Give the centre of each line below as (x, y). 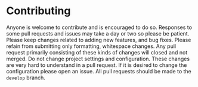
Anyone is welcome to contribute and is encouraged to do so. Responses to (99, 27)
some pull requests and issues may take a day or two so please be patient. (98, 33)
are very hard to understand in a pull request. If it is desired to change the (97, 65)
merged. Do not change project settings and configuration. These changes (98, 59)
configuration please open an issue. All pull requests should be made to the (99, 71)
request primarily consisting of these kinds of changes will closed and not (97, 52)
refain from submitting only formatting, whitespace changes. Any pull (91, 46)
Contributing (38, 11)
